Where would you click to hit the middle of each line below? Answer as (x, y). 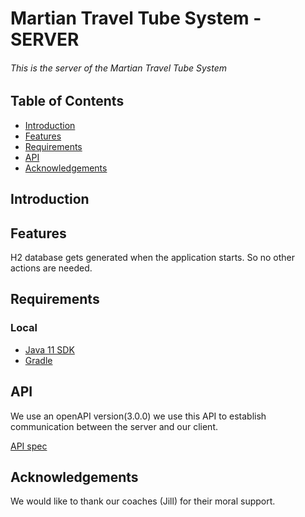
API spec (29, 446)
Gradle (38, 360)
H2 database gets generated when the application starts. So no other (153, 258)
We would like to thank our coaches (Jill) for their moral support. (143, 501)
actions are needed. (51, 268)
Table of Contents (67, 101)
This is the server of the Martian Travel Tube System (118, 68)
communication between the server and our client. (114, 426)
